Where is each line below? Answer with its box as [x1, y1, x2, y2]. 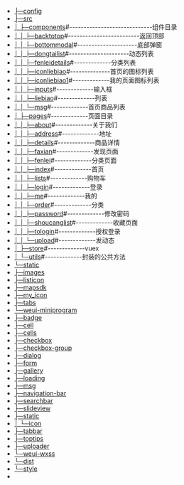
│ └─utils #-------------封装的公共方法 [13, 252, 126, 261]
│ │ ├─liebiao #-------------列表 [13, 94, 108, 102]
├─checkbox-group [13, 343, 72, 352]
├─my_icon [13, 291, 48, 299]
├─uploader [13, 442, 50, 450]
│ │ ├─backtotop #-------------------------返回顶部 [13, 32, 165, 40]
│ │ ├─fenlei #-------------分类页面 [13, 156, 117, 164]
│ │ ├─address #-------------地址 [13, 129, 112, 138]
